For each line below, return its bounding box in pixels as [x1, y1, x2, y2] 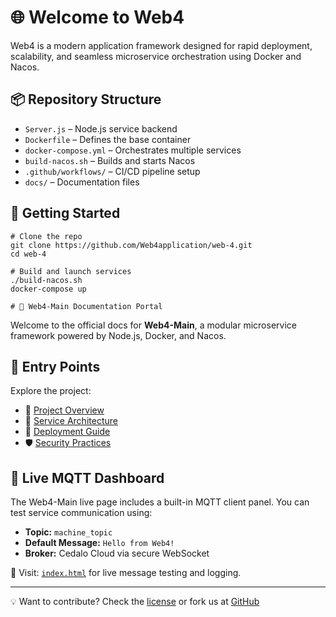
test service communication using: [10, 507, 153, 519]
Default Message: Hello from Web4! [24, 537, 175, 549]
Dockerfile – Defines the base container [24, 133, 192, 145]
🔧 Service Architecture [24, 415, 118, 427]
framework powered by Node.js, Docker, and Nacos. [10, 329, 227, 341]
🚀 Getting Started [10, 205, 121, 222]
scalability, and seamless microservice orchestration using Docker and [10, 50, 302, 62]
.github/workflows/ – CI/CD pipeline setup [24, 165, 201, 177]
